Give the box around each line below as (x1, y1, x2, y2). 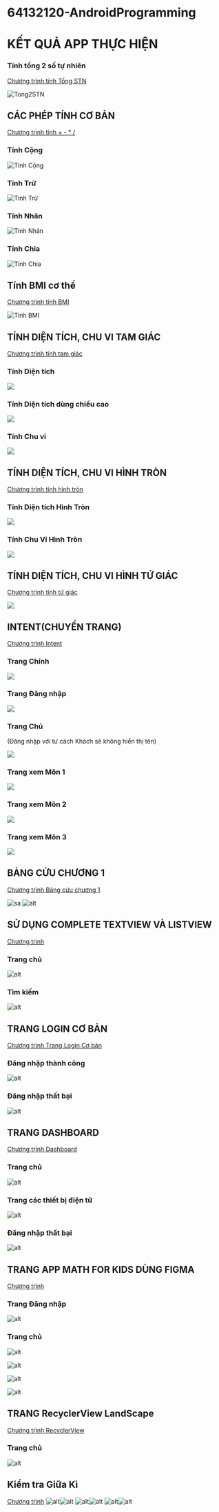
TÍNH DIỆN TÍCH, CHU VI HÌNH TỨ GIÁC (7, 570, 178, 582)
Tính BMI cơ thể (7, 280, 76, 292)
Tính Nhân (7, 212, 43, 221)
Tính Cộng (7, 145, 43, 155)
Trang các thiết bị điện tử (7, 1195, 93, 1205)
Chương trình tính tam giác (7, 349, 83, 358)
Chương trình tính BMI (7, 298, 70, 306)
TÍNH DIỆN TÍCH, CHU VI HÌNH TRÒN (7, 467, 167, 478)
